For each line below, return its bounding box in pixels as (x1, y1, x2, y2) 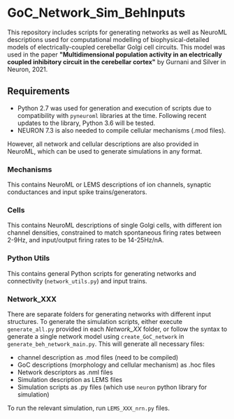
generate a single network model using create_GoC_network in (7, 332, 184, 340)
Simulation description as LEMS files (17, 375, 123, 383)
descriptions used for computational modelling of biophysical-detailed (7, 35, 210, 43)
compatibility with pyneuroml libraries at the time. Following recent (17, 111, 207, 119)
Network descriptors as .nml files (17, 368, 113, 376)
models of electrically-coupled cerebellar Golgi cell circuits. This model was (7, 43, 226, 51)
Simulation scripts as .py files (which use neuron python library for (17, 383, 207, 391)
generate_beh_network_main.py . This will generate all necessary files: (7, 339, 205, 348)
